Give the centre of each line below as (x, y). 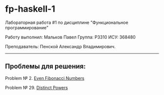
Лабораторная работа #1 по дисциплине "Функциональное (67, 22)
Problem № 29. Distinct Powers (37, 87)
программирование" (27, 27)
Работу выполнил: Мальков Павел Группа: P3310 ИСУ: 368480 (70, 37)
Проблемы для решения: (45, 66)
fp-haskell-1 (30, 9)
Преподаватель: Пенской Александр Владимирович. (60, 46)
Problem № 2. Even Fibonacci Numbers (45, 78)
